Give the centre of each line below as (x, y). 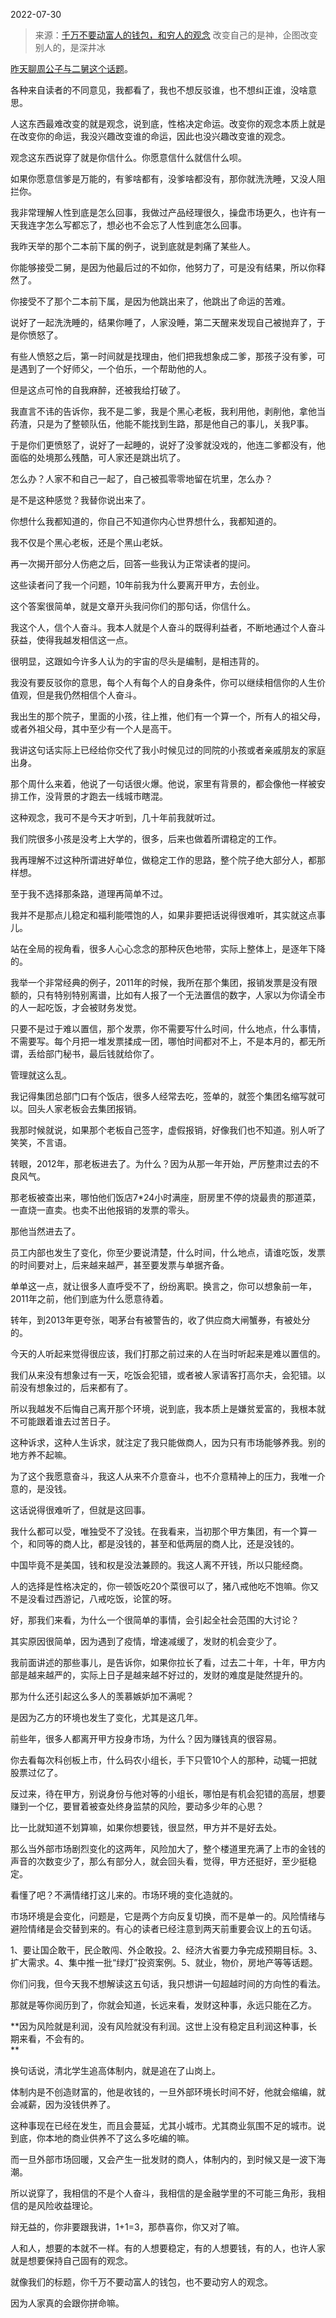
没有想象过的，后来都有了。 (75, 1387)
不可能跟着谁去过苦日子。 (63, 1421)
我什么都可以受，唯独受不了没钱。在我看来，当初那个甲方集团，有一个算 (159, 1531)
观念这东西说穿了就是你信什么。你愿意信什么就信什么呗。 (128, 157)
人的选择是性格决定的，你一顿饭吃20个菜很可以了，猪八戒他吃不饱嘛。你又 (165, 1586)
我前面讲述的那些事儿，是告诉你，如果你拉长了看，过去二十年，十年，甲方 (163, 1662)
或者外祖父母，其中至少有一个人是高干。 (93, 728)
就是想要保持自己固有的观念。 (71, 2260)
